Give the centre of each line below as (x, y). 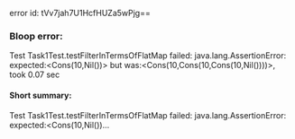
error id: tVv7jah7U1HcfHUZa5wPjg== (80, 13)
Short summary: (41, 95)
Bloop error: (36, 36)
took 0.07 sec (35, 74)
